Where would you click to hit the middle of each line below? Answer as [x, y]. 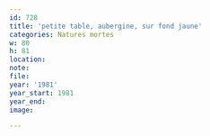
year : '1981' [34, 85]
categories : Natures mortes [62, 34]
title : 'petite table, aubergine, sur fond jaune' [106, 26]
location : [28, 59]
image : [22, 110]
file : [19, 77]
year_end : [28, 101]
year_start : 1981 [42, 93]
